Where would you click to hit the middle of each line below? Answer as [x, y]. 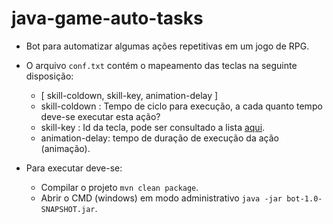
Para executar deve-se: [74, 168]
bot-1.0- [304, 198]
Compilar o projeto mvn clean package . [119, 187]
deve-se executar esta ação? [100, 116]
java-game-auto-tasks [107, 18]
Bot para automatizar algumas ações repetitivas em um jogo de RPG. [167, 46]
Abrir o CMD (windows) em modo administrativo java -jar [161, 198]
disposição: [49, 76]
